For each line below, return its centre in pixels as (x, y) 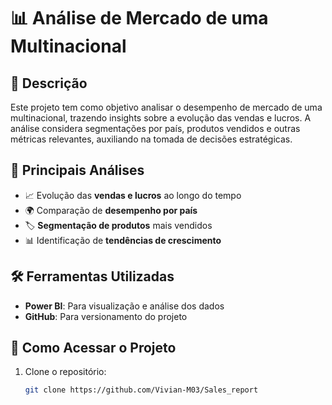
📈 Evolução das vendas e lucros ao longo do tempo (133, 195)
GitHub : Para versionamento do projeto (106, 316)
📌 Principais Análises (77, 170)
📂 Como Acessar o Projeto (93, 348)
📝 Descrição (49, 83)
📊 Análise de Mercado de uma (139, 18)
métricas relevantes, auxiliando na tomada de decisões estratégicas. (151, 139)
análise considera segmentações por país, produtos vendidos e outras (155, 128)
